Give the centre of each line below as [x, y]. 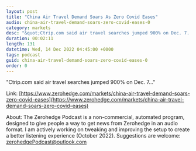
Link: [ [14, 93]
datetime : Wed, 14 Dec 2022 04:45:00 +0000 [60, 50]
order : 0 [17, 66]
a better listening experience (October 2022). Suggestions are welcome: [93, 136]
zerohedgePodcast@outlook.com [47, 142]
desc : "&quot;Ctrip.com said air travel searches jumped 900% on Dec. [94, 33]
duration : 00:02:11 [30, 38]
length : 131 [20, 44]
